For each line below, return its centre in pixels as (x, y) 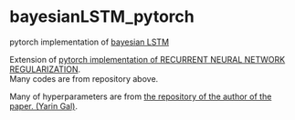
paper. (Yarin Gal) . (44, 105)
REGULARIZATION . (45, 69)
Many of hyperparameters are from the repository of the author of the (141, 96)
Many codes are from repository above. (84, 78)
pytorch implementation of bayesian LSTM (90, 42)
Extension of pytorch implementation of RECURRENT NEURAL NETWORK (147, 59)
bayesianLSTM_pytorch (102, 17)
